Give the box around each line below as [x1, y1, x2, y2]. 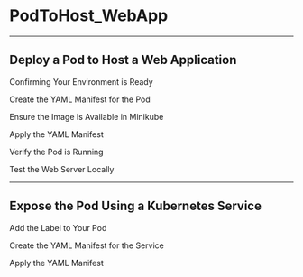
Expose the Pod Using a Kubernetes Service [9, 199, 262, 214]
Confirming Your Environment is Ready [9, 76, 153, 87]
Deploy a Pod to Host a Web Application [9, 52, 237, 68]
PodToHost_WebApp [9, 5, 169, 26]
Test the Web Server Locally [9, 163, 115, 174]
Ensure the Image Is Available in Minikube [9, 111, 164, 122]
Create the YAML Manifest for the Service [9, 240, 164, 251]
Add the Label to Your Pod [9, 222, 107, 233]
